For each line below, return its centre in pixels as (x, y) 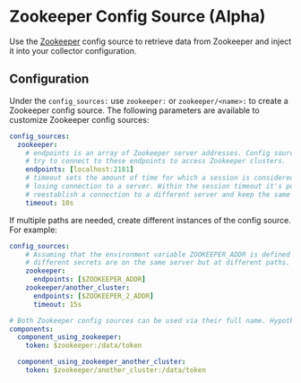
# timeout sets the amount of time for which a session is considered (160, 178)
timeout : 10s (50, 203)
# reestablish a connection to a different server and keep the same (158, 195)
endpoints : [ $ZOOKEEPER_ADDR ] (89, 280)
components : (31, 329)
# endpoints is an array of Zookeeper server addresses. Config (148, 153)
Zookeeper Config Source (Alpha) (138, 17)
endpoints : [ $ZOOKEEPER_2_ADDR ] (93, 296)
